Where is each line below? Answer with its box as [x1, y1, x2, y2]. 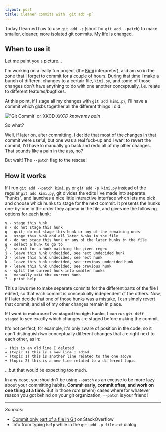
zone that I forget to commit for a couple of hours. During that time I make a [5, 73, 159, 79]
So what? [5, 122, 24, 128]
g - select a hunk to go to [5, 242, 63, 247]
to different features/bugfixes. [5, 88, 66, 94]
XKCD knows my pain [56, 113, 100, 119]
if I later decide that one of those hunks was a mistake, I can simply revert [5, 296, 156, 302]
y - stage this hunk [5, 221, 48, 226]
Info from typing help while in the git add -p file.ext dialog [12, 422, 137, 428]
